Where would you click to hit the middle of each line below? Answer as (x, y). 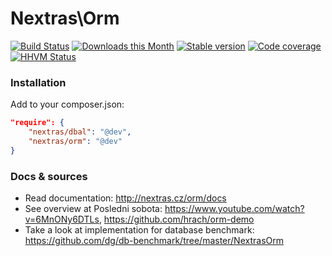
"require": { (37, 123)
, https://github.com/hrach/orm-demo (176, 219)
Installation (38, 82)
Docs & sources (49, 176)
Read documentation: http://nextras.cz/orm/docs (125, 198)
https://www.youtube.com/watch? (234, 209)
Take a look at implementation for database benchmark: (139, 230)
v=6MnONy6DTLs (62, 219)
